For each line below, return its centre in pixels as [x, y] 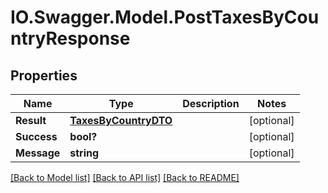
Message [38, 153]
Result [31, 120]
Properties [44, 75]
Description [211, 103]
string [84, 153]
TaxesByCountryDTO [121, 120]
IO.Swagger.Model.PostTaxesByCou [165, 17]
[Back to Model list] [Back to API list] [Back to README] [125, 177]
